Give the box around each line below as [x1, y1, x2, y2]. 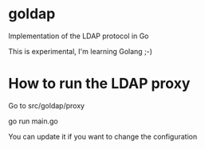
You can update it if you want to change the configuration [8, 131, 198, 141]
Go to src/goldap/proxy [8, 100, 85, 110]
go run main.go [8, 116, 58, 126]
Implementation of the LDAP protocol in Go [8, 31, 149, 41]
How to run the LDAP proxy [8, 75, 191, 92]
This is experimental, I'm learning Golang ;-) [8, 46, 153, 56]
